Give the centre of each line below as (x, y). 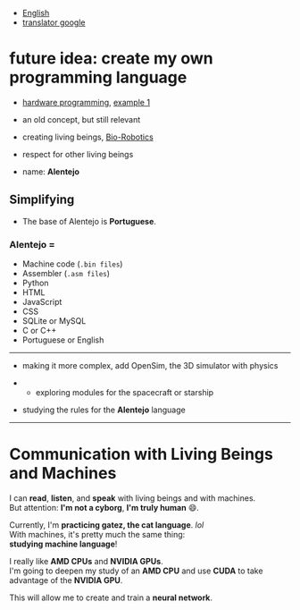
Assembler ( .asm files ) (66, 274)
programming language (98, 77)
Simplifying (42, 200)
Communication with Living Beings (142, 454)
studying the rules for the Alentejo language (104, 410)
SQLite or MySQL (54, 321)
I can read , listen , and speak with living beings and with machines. (133, 498)
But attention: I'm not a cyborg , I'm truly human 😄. (104, 507)
